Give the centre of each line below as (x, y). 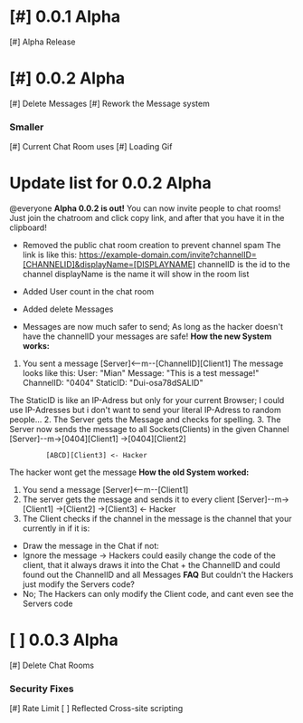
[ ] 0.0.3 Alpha (64, 640)
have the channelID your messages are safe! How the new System (147, 336)
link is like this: (50, 255)
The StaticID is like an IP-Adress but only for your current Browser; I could (147, 400)
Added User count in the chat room (88, 292)
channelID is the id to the (244, 265)
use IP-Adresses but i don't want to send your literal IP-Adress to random (146, 410)
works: (36, 346)
